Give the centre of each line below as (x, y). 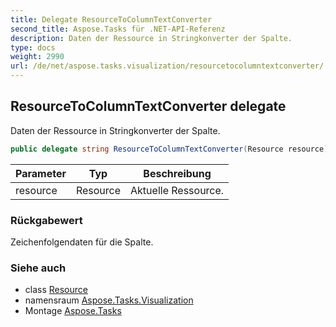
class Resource (56, 290)
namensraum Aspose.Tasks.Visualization (109, 300)
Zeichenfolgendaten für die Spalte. (82, 242)
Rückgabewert (46, 220)
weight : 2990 (37, 57)
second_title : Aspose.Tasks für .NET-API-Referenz (118, 29)
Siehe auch (38, 268)
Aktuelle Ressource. (177, 190)
